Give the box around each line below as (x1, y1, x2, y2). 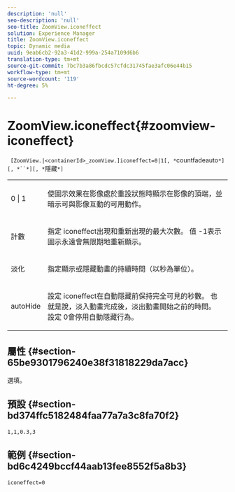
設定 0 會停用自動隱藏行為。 (48, 312, 138, 322)
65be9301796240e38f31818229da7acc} (7, 356, 189, 368)
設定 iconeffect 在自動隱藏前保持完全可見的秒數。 (48, 291, 209, 301)
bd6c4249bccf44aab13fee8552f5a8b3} (7, 461, 187, 472)
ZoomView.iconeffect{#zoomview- (7, 118, 215, 134)
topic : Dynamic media (7, 43, 71, 50)
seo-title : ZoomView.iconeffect (7, 23, 101, 30)
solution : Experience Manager (7, 29, 96, 37)
